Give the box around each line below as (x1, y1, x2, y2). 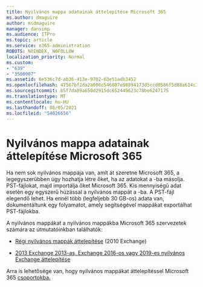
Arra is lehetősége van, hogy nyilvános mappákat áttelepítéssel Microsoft (6, 268, 189, 275)
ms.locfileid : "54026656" (6, 110, 71, 116)
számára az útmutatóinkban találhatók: (6, 226, 103, 233)
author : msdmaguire (6, 20, 56, 26)
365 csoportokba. (6, 274, 51, 282)
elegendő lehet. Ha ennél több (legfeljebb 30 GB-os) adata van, (6, 195, 164, 202)
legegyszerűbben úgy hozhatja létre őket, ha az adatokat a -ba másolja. (6, 176, 185, 183)
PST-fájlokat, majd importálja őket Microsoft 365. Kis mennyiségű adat (6, 182, 182, 190)
